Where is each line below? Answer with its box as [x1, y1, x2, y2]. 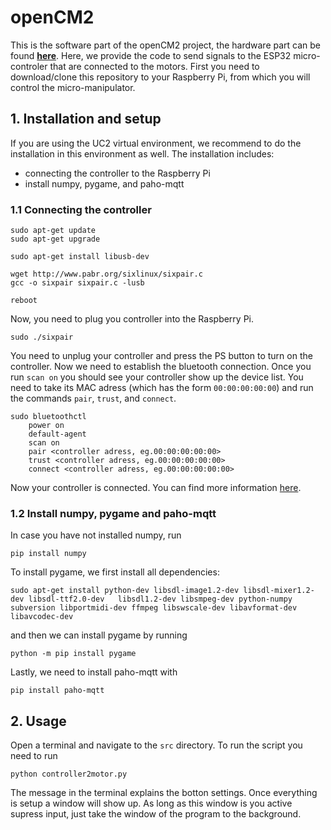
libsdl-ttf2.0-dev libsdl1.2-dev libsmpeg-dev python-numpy [28, 594, 293, 605]
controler [10, 60, 48, 72]
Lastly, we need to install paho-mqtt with [10, 666, 178, 678]
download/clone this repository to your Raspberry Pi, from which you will [10, 71, 311, 83]
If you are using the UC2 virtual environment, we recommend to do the [10, 137, 302, 149]
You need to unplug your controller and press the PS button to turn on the [10, 350, 313, 362]
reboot [10, 296, 38, 306]
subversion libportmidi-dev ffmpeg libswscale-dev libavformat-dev [10, 603, 298, 613]
